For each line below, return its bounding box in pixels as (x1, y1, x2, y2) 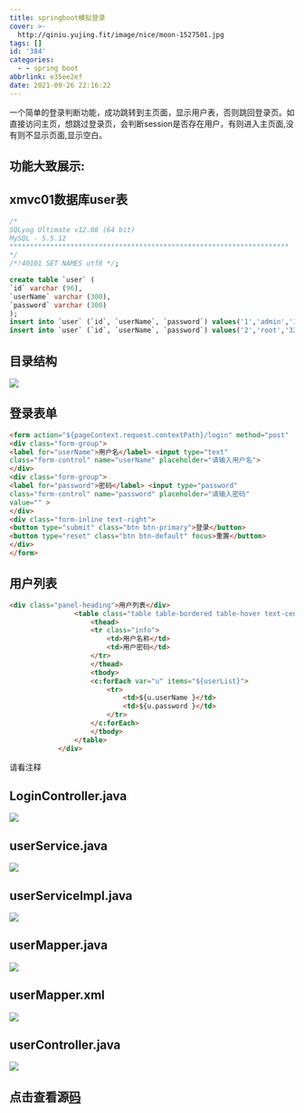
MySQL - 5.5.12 (9, 233, 67, 243)
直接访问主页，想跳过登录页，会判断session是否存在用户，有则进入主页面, (9, 118, 287, 129)
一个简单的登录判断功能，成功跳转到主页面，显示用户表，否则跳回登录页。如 (9, 106, 295, 118)
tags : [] (9, 38, 43, 48)
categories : (9, 55, 54, 64)
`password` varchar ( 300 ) (9, 300, 107, 309)
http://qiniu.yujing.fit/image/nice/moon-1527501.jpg (17, 30, 224, 39)
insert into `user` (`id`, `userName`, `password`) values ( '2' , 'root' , (9, 326, 285, 336)
